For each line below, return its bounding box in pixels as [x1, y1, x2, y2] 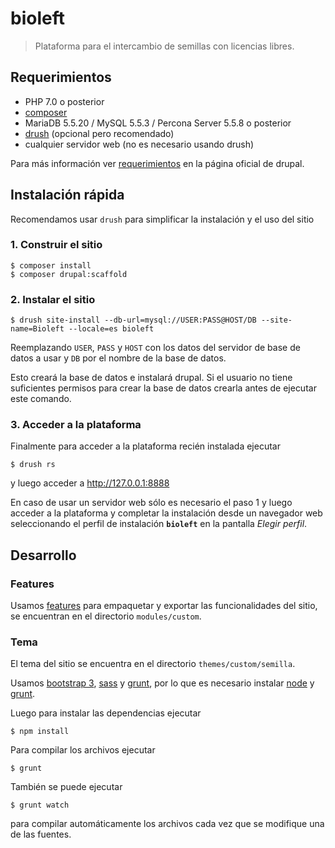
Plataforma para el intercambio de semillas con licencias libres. [34, 40, 295, 52]
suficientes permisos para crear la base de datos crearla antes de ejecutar [10, 382, 317, 394]
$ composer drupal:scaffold [10, 269, 128, 279]
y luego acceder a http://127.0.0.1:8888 [10, 477, 170, 489]
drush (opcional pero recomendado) [24, 127, 175, 139]
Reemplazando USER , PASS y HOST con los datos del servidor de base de [10, 342, 301, 354]
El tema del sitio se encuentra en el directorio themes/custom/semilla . [10, 658, 296, 670]
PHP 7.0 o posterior [24, 95, 105, 107]
